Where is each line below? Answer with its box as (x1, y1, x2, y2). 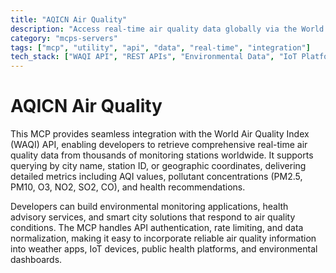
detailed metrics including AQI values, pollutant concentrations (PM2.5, (10, 171, 303, 183)
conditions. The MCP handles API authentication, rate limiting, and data (10, 222, 304, 234)
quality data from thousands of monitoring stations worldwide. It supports (10, 149, 314, 161)
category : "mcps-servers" (10, 33, 118, 43)
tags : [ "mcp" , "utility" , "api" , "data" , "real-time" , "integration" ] (10, 42, 311, 53)
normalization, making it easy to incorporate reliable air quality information (10, 232, 317, 245)
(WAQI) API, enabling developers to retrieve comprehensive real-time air (10, 139, 308, 151)
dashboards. (10, 254, 63, 266)
